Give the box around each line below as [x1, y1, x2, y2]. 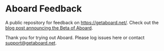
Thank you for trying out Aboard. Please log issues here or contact [5, 34, 145, 40]
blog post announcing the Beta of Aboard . [5, 24, 93, 30]
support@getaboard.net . [5, 39, 57, 45]
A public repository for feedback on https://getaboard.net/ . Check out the [5, 19, 159, 25]
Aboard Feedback [5, 3, 82, 14]
